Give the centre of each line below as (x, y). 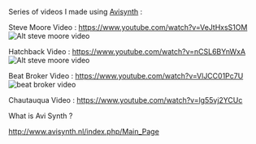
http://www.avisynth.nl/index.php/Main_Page (84, 131)
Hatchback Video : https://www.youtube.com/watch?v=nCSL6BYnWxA (127, 51)
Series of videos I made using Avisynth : (76, 12)
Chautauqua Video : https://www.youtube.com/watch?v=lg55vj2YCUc (126, 100)
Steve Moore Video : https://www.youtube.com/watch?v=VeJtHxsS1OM (128, 27)
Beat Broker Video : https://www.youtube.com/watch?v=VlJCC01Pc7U (126, 76)
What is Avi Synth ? (41, 116)
